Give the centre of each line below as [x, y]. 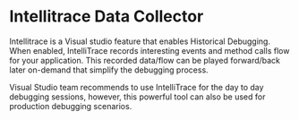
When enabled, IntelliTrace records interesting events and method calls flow [149, 50]
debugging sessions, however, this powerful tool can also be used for [137, 97]
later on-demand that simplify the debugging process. [109, 70]
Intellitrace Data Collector [107, 17]
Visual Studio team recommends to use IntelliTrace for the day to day [137, 87]
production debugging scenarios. [71, 106]
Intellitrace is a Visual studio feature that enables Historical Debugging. [140, 41]
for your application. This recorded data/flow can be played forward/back [145, 60]
